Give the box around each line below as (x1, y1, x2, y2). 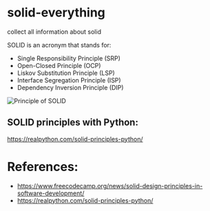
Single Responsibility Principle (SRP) (17, 54, 120, 63)
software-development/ (17, 189, 85, 197)
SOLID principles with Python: (7, 117, 139, 129)
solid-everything (7, 5, 105, 21)
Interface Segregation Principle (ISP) (17, 76, 122, 84)
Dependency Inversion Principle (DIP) (17, 83, 124, 91)
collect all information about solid (7, 27, 102, 36)
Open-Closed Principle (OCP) (17, 61, 101, 69)
